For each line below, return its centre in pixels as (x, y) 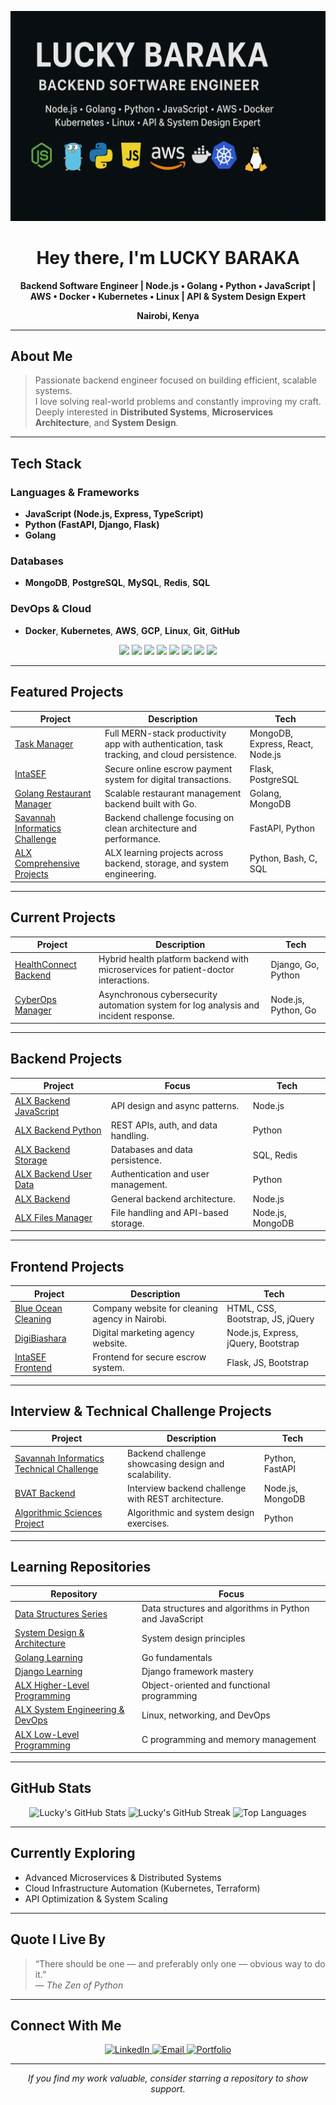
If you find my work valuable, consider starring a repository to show (168, 2078)
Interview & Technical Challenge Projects (141, 1411)
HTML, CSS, (251, 1308)
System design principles (193, 1638)
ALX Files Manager (53, 1218)
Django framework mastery (197, 1671)
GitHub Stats (51, 1788)
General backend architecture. (173, 1198)
